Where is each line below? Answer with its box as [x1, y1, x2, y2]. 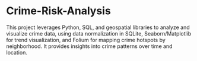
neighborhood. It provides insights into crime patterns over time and [6, 43, 173, 50]
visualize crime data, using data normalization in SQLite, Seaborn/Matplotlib [6, 30, 192, 37]
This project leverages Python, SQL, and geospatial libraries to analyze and [6, 24, 190, 31]
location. [6, 49, 28, 56]
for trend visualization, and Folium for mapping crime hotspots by [6, 36, 166, 43]
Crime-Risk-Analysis [6, 4, 111, 18]
